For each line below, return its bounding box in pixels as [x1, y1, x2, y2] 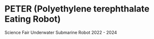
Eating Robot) [4, 13, 61, 25]
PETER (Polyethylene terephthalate [4, 3, 150, 14]
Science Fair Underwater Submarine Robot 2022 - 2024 [4, 29, 117, 35]
